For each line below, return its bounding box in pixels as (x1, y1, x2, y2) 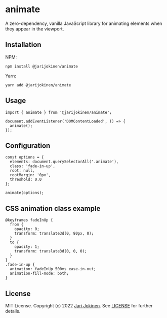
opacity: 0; (14, 227, 39, 232)
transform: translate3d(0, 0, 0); (14, 249, 87, 254)
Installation (5, 41, 41, 49)
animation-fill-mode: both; (10, 271, 69, 276)
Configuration (5, 141, 51, 150)
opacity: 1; (14, 244, 39, 249)
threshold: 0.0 (10, 177, 42, 182)
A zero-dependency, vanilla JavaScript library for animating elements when (5, 20, 162, 26)
